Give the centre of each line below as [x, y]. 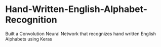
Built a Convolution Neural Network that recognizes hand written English [80, 33]
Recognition [31, 20]
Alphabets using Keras [29, 39]
